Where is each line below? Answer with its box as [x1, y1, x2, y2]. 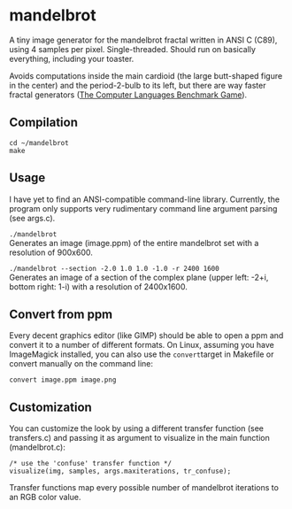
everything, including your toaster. [9, 53, 134, 64]
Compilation [9, 115, 78, 130]
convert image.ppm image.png [9, 375, 117, 385]
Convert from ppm [9, 306, 113, 321]
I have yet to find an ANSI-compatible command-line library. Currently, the [9, 194, 280, 204]
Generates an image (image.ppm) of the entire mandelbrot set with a [9, 237, 259, 248]
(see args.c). [9, 212, 56, 223]
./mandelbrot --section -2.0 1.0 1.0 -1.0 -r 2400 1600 [9, 264, 219, 273]
